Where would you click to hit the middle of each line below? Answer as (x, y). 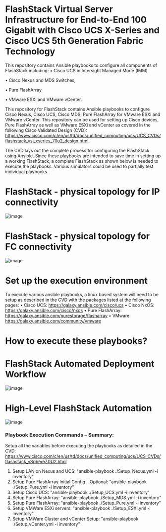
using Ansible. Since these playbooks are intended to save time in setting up (83, 156)
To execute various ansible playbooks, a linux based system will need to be (82, 294)
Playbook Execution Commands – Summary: (59, 435)
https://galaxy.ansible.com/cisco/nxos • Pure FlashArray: (63, 310)
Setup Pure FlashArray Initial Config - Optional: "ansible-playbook (80, 482)
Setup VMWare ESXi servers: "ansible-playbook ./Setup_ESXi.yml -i (81, 508)
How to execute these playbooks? (76, 341)
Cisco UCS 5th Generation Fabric (74, 41)
